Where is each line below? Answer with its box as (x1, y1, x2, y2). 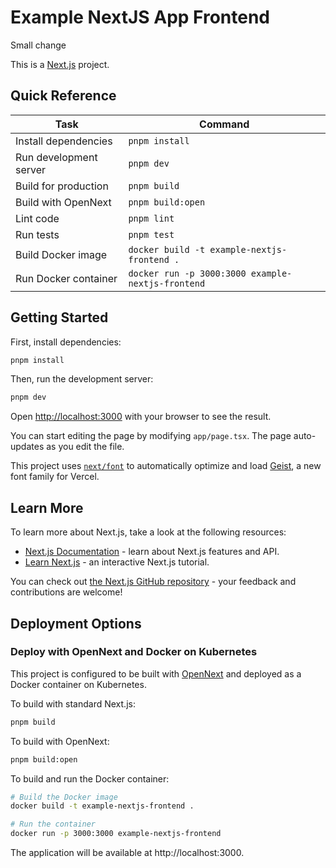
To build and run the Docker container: (10, 772, 170, 785)
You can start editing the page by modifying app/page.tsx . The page (10, 430, 292, 442)
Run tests (15, 227, 60, 241)
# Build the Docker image (10, 792, 118, 802)
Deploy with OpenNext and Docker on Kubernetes (10, 645, 258, 659)
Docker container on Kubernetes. (10, 678, 147, 690)
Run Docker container (15, 271, 118, 285)
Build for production (15, 179, 109, 193)
